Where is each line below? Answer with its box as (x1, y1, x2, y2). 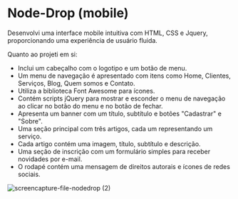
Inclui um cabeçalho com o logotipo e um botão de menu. (17, 63, 187, 72)
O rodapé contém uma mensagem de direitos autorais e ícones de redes (17, 162, 230, 170)
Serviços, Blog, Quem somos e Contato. (17, 78, 135, 87)
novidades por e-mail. (17, 155, 83, 163)
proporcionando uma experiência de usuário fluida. (7, 36, 158, 44)
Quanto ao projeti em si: (7, 50, 78, 58)
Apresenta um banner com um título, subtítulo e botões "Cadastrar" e (17, 109, 222, 118)
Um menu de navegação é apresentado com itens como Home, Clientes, (17, 71, 232, 80)
